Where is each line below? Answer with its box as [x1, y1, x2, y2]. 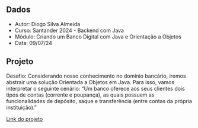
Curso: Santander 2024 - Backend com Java [14, 27, 124, 34]
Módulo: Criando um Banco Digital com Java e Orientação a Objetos [14, 33, 182, 40]
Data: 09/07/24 [14, 39, 52, 46]
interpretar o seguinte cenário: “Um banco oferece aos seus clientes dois [6, 85, 185, 92]
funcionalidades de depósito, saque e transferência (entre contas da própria [6, 97, 193, 104]
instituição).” [6, 104, 37, 111]
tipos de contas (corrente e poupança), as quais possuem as [6, 91, 155, 98]
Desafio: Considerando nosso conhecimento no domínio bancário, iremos [6, 72, 186, 79]
